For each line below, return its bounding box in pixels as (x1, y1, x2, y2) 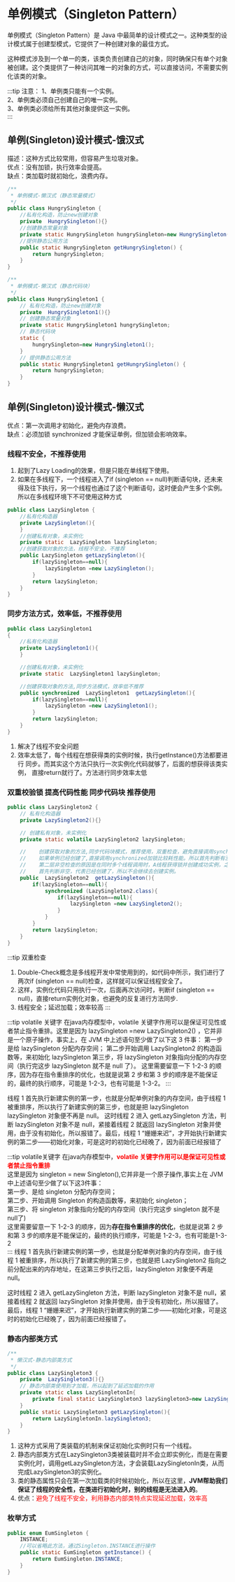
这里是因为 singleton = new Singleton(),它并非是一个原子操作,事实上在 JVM (7, 1169, 224, 1178)
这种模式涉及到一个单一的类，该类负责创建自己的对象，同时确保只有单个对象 (7, 54, 228, 63)
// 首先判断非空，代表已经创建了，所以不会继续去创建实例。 (20, 868, 180, 875)
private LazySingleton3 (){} (20, 1376, 105, 1383)
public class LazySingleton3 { (7, 1369, 99, 1376)
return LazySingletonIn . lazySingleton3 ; (32, 1415, 152, 1422)
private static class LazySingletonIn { (20, 1389, 136, 1396)
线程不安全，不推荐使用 (7, 449, 86, 459)
